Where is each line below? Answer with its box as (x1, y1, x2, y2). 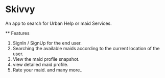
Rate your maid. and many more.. (12, 67, 83, 73)
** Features (5, 30, 30, 36)
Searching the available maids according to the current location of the (12, 45, 160, 51)
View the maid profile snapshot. (12, 56, 80, 62)
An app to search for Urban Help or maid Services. (5, 20, 112, 26)
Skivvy (5, 4, 35, 15)
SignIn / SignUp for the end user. (12, 40, 82, 46)
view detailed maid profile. (12, 61, 69, 67)
